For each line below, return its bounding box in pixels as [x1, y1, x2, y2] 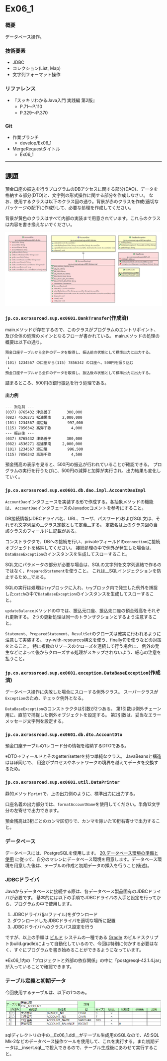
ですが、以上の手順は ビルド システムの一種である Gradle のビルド [5, 935, 141, 941]
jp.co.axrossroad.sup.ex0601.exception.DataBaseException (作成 [5, 669, 161, 676]
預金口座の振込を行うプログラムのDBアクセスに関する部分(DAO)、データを [5, 186, 158, 192]
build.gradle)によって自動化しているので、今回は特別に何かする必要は [11, 941, 154, 946]
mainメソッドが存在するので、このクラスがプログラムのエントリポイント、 [5, 327, 159, 333]
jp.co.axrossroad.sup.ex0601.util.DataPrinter [5, 780, 120, 785]
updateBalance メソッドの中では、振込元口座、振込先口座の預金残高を [5, 607, 148, 613]
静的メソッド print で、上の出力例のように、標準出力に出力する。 [5, 790, 138, 797]
